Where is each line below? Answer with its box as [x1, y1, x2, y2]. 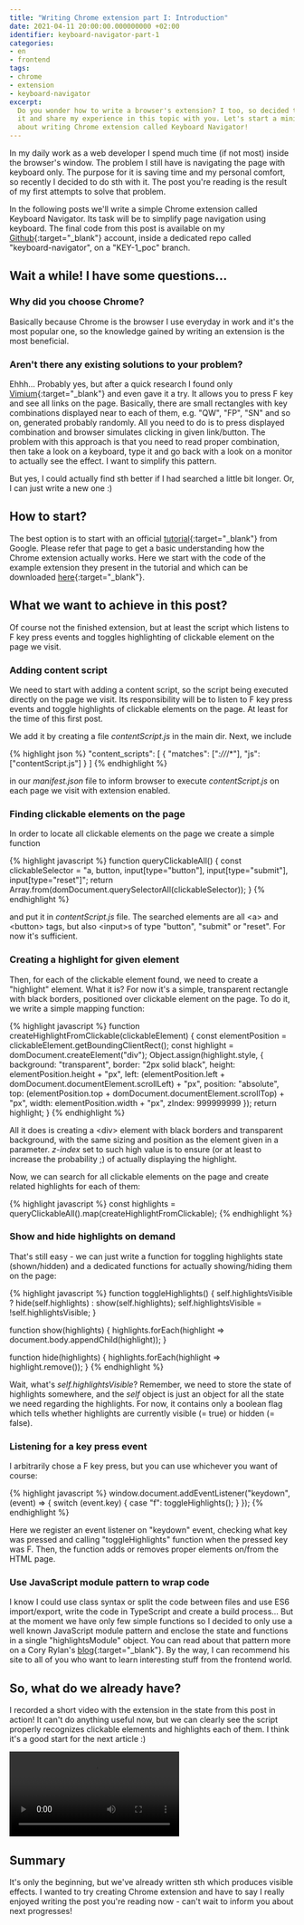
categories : [9, 38, 54, 48]
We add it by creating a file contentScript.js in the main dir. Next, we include [9, 730, 292, 741]
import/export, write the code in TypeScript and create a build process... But [9, 1606, 294, 1617]
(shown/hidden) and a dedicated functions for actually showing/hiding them [9, 1260, 292, 1271]
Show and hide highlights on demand [9, 1230, 176, 1243]
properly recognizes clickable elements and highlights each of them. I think [9, 1724, 290, 1735]
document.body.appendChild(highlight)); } [9, 1333, 167, 1345]
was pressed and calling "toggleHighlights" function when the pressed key [9, 1535, 288, 1545]
